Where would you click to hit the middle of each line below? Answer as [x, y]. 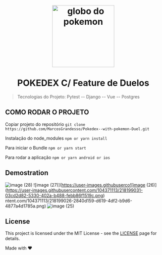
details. [13, 239]
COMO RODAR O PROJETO [47, 112]
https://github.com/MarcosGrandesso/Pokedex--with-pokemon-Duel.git [77, 129]
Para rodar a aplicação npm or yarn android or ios [58, 157]
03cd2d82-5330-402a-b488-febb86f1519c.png [54, 195]
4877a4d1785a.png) [26, 206]
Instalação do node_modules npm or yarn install [56, 138]
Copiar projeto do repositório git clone [45, 124]
